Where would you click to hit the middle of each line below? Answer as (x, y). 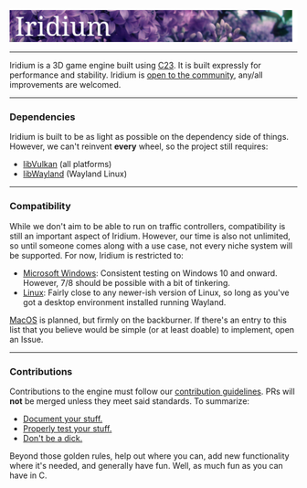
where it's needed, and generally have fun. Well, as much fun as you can (146, 466)
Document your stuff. (63, 419)
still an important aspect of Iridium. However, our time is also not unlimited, (150, 236)
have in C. (28, 475)
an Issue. (26, 339)
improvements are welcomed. (65, 85)
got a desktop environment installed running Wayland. (124, 302)
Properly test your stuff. (67, 429)
